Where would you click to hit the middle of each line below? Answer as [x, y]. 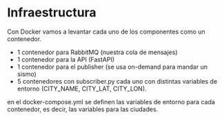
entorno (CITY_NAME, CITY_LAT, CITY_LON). [82, 88]
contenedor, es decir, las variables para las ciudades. [83, 109]
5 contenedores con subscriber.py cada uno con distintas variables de [117, 81]
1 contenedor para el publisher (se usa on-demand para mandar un [112, 67]
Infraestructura [52, 13]
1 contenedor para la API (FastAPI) [66, 59]
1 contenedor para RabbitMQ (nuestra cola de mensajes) [97, 52]
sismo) [27, 74]
